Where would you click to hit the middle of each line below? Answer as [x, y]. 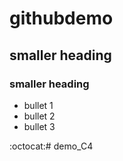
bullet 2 [39, 116]
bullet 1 [38, 105]
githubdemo [61, 18]
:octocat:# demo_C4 [51, 146]
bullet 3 [39, 126]
